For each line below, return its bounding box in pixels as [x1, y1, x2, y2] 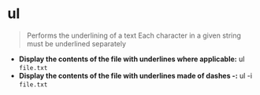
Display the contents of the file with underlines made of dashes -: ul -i [18, 71, 253, 80]
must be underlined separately [26, 38, 127, 48]
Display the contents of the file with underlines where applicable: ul [18, 54, 245, 64]
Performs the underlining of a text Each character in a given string [26, 31, 242, 40]
